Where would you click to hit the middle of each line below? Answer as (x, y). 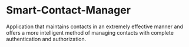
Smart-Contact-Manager (69, 10)
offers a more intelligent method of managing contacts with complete (90, 32)
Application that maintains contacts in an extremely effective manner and (95, 26)
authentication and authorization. (46, 39)
